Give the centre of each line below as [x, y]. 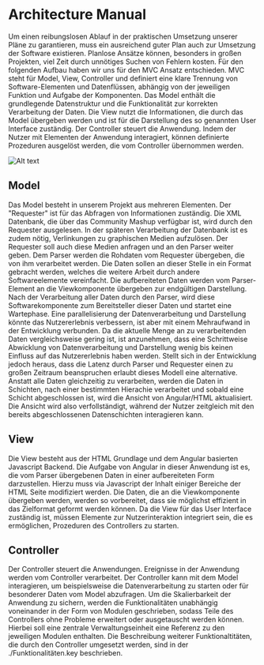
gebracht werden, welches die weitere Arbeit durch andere [104, 272]
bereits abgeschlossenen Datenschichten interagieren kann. [106, 414]
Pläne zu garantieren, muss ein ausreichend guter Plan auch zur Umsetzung [132, 44]
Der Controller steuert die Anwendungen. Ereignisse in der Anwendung [124, 569]
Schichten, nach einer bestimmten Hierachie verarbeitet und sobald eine [126, 389]
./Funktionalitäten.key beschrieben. [66, 653]
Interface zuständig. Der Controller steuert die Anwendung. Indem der [123, 129]
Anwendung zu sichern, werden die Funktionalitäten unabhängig [113, 603]
